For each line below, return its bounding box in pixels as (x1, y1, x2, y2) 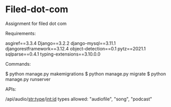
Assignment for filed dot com (5, 20, 67, 26)
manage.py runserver (5, 76, 51, 82)
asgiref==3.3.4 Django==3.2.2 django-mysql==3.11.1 (5, 40, 116, 46)
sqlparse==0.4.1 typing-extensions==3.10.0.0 (5, 51, 101, 57)
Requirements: (5, 30, 36, 36)
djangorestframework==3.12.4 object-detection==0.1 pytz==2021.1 (5, 45, 146, 51)
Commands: (5, 61, 31, 67)
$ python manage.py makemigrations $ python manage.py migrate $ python (5, 70, 166, 77)
